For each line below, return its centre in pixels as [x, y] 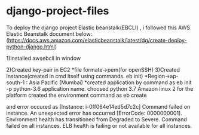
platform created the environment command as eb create [76, 95]
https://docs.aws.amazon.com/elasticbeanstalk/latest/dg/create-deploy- [97, 40]
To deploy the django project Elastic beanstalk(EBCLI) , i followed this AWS [98, 27]
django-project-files [58, 11]
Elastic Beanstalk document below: [49, 33]
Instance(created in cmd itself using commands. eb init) [75, 76]
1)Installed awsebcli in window [44, 58]
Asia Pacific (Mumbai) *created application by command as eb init [111, 82]
